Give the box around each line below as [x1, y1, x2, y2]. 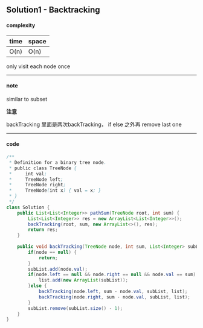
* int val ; [8, 171, 47, 177]
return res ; [28, 227, 59, 233]
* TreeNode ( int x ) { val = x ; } [8, 188, 101, 194]
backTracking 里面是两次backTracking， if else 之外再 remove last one [6, 121, 182, 128]
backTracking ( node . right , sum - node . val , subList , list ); [38, 294, 190, 300]
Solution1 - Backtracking [6, 5, 101, 15]
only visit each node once [6, 63, 71, 70]
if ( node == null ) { [28, 249, 77, 255]
